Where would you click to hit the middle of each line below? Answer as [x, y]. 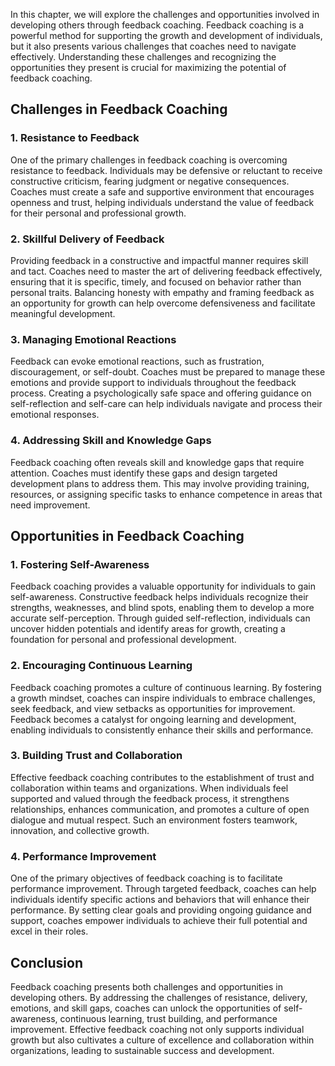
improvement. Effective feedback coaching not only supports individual [157, 1029]
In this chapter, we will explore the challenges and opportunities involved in [165, 14]
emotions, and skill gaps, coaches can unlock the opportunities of [146, 1008]
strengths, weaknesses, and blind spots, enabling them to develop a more [162, 608]
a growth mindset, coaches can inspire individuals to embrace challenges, [163, 698]
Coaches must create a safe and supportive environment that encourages [162, 191]
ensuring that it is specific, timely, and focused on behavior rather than [156, 281]
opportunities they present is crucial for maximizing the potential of [148, 67]
